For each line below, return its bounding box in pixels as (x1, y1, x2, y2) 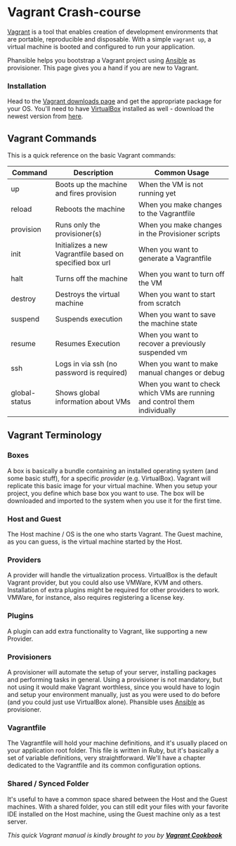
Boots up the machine (55, 180, 128, 190)
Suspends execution (55, 314, 123, 324)
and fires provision (55, 188, 117, 198)
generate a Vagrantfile (138, 254, 212, 264)
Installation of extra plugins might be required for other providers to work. (7, 586, 220, 594)
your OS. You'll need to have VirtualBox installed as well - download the (7, 105, 214, 113)
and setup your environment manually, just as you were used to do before (7, 690, 221, 698)
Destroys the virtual (55, 290, 120, 300)
